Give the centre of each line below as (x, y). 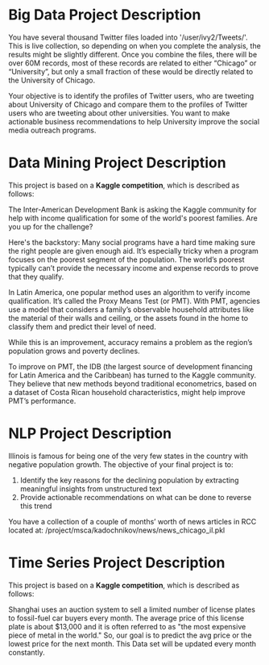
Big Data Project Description (105, 15)
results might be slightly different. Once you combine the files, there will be (133, 54)
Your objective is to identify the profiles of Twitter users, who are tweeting (131, 95)
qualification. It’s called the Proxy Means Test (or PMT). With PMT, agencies (134, 301)
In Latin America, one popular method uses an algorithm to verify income (130, 292)
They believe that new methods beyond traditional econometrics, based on (132, 383)
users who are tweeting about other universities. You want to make (119, 113)
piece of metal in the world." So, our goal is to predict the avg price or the (130, 635)
